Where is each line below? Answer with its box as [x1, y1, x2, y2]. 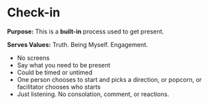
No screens [16, 53, 50, 62]
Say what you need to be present [16, 61, 111, 69]
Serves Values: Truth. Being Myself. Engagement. [7, 40, 148, 48]
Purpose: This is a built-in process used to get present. [7, 27, 165, 35]
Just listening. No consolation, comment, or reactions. [16, 90, 169, 98]
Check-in [7, 5, 61, 20]
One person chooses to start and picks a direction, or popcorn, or [16, 75, 202, 83]
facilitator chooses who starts [16, 82, 101, 91]
